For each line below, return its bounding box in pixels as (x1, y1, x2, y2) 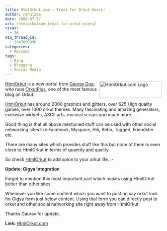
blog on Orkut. (5, 91, 35, 97)
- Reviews (9, 49, 30, 54)
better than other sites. (5, 181, 52, 187)
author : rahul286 (5, 12, 41, 17)
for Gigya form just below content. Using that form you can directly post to (5, 196, 158, 202)
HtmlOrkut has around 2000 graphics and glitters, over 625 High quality (5, 101, 153, 107)
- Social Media (9, 68, 41, 73)
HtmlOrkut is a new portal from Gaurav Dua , (5, 81, 95, 87)
